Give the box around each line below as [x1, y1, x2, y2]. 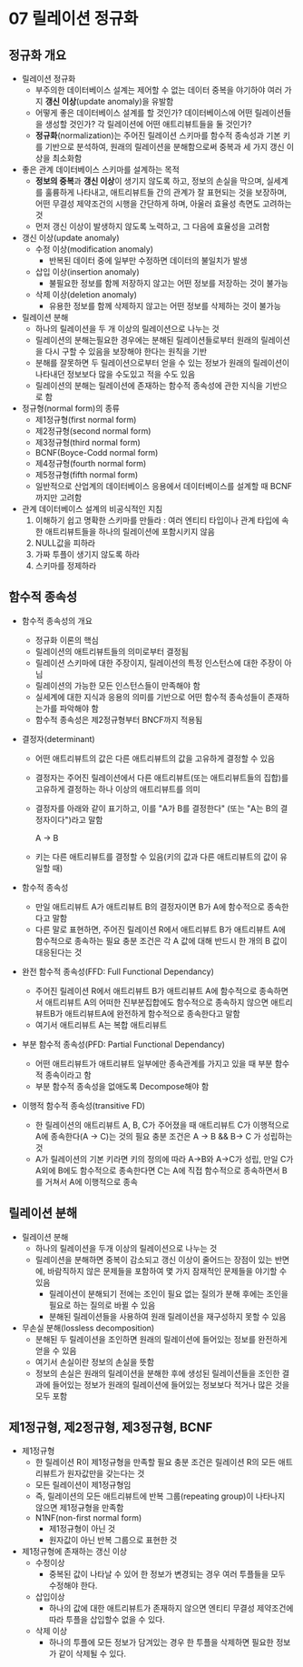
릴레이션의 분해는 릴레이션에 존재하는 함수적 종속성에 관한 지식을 [34, 380, 264, 391]
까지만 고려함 [34, 492, 83, 503]
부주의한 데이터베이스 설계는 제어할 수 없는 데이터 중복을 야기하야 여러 [34, 85, 283, 95]
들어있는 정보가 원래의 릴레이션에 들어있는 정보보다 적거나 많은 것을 [52, 1379, 290, 1390]
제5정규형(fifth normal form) [34, 469, 139, 480]
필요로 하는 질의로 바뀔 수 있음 [48, 1300, 156, 1311]
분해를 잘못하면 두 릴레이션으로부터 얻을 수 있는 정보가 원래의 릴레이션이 [34, 357, 290, 368]
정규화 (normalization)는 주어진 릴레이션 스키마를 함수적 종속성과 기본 [34, 130, 281, 141]
